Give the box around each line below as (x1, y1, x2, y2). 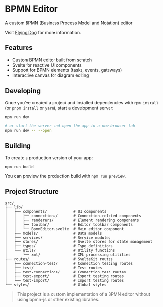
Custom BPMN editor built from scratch (12, 57, 92, 63)
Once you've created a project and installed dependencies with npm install (5, 100, 159, 105)
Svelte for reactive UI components (12, 62, 82, 68)
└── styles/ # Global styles (5, 282, 107, 287)
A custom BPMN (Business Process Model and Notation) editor (5, 20, 133, 26)
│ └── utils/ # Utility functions (5, 248, 115, 253)
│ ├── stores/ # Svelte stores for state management (5, 239, 153, 244)
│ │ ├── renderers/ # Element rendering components (5, 218, 139, 223)
